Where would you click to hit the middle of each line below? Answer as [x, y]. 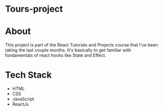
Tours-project [34, 9]
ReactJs [20, 104]
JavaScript [23, 99]
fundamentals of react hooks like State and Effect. [56, 55]
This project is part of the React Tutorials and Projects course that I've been [81, 45]
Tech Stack [28, 75]
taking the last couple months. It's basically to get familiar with [68, 50]
